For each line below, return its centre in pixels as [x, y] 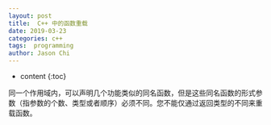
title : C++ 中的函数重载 [48, 23]
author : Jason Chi [39, 53]
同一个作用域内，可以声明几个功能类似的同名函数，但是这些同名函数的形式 [132, 93]
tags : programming [41, 46]
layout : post [30, 16]
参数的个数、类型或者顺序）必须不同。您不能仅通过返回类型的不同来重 [146, 103]
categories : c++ [35, 38]
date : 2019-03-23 [38, 31]
